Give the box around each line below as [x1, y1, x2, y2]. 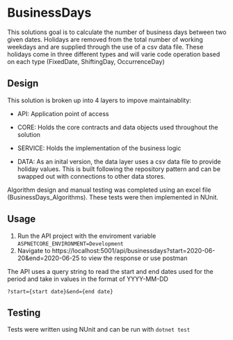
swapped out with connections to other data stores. [17, 172, 166, 180]
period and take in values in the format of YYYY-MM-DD [7, 275, 169, 283]
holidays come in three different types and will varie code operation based [7, 50, 220, 58]
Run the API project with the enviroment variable [17, 232, 156, 240]
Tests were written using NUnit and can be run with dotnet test [7, 325, 191, 334]
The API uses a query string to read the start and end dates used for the [7, 267, 214, 275]
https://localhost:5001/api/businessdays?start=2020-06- [51, 246, 216, 254]
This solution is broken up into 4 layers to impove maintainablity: [7, 96, 191, 104]
